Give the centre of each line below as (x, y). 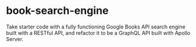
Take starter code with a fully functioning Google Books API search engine (96, 27)
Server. (15, 39)
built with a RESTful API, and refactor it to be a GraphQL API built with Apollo (98, 32)
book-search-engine (57, 11)
